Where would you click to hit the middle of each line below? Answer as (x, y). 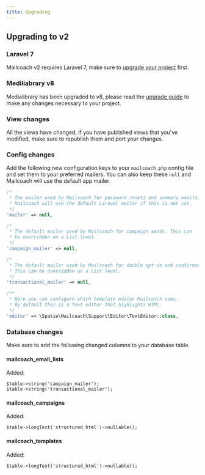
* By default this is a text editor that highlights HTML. (86, 305)
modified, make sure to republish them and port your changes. (85, 139)
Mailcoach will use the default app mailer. (59, 181)
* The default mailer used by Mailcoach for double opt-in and (91, 265)
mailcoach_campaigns (36, 403)
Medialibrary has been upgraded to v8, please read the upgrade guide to (98, 97)
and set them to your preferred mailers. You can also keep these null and (99, 174)
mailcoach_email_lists (35, 359)
